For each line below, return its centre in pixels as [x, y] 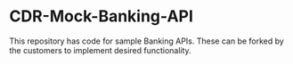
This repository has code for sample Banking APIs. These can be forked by [147, 41]
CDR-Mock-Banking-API [102, 16]
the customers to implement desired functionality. [100, 50]
